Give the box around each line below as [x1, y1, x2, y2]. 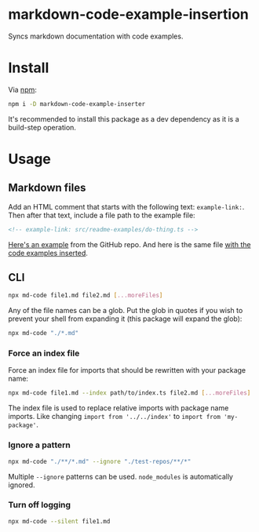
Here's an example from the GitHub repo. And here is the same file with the [8, 239, 251, 249]
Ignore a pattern [8, 439, 71, 450]
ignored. [8, 480, 35, 490]
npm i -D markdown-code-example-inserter [8, 100, 146, 107]
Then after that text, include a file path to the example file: [8, 210, 195, 220]
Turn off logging [8, 500, 71, 511]
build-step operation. [8, 122, 77, 132]
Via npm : [8, 85, 38, 94]
